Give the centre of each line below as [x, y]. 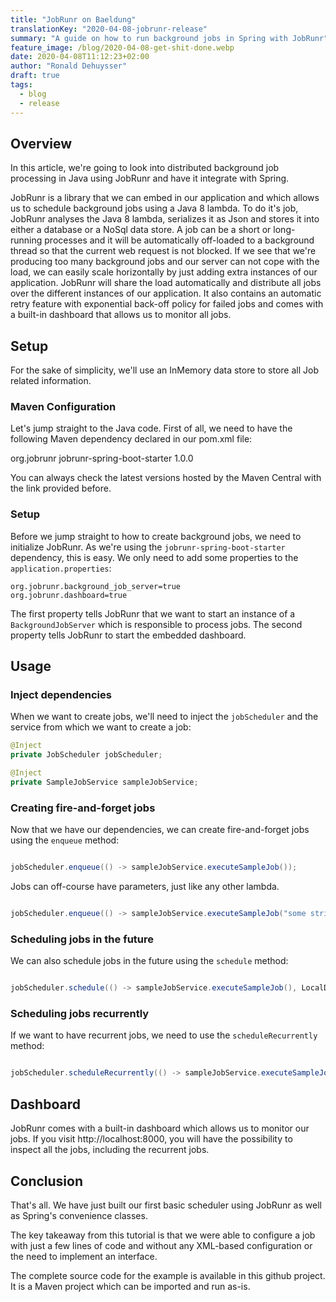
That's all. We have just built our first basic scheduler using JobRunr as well [166, 1205]
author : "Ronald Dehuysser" [69, 66]
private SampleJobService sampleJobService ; [104, 782]
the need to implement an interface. [84, 1256]
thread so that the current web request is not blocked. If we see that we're [163, 251]
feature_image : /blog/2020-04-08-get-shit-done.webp [122, 47]
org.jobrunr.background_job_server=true [96, 586]
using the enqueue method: [65, 840]
